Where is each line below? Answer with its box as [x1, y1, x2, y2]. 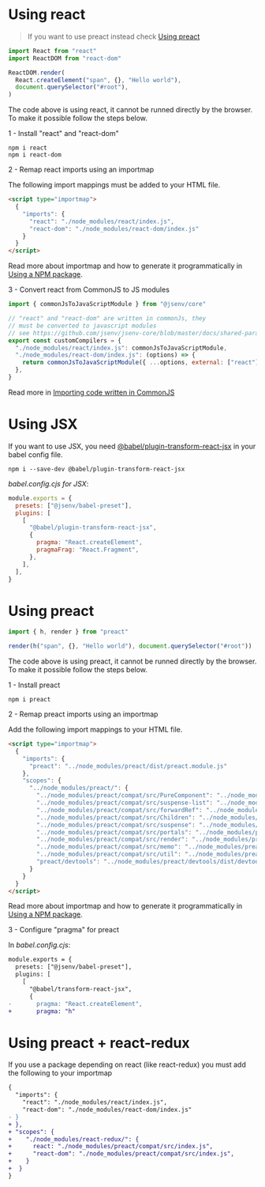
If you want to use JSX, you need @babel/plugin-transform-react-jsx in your [8, 441, 256, 451]
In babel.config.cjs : [8, 940, 71, 950]
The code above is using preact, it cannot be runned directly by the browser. [8, 656, 257, 666]
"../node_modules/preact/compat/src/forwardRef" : [36, 806, 203, 814]
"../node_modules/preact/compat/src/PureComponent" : [36, 792, 214, 800]
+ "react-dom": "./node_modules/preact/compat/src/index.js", [8, 1150, 235, 1158]
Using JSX [8, 415, 78, 433]
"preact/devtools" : [36, 858, 101, 866]
